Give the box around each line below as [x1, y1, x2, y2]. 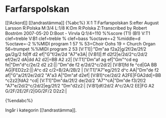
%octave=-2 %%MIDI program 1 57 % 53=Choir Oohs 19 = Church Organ [5, 40, 156, 46]
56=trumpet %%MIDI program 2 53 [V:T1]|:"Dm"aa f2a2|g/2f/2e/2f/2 [5, 46, 147, 52]
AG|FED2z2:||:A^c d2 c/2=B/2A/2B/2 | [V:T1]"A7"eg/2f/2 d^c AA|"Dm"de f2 [5, 67, 159, 73]
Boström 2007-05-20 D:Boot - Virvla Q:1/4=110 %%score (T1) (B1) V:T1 [5, 30, 151, 36]
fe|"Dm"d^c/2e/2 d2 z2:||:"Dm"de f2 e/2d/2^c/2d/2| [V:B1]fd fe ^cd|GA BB [5, 62, 158, 68]
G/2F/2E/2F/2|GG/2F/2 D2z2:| [5, 88, 67, 94]
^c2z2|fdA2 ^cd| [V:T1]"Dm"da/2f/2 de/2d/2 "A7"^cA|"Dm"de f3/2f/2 [5, 78, 146, 83]
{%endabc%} [5, 97, 33, 103]
